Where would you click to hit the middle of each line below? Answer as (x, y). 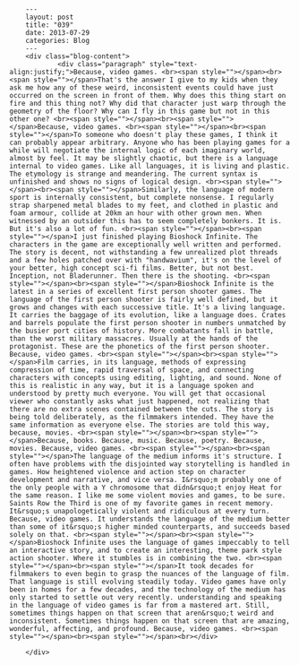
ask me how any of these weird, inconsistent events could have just (142, 88)
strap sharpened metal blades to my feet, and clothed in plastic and (144, 205)
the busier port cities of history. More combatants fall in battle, (142, 331)
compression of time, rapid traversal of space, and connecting (132, 370)
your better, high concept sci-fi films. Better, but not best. (132, 268)
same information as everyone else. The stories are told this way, (140, 425)
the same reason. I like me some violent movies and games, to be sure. (148, 496)
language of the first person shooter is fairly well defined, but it (144, 299)
